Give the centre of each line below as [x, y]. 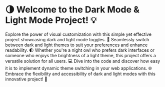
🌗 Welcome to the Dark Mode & [72, 10]
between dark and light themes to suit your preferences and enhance [76, 45]
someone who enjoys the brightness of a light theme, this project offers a [81, 55]
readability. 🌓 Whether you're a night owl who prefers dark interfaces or [80, 50]
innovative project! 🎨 [26, 79]
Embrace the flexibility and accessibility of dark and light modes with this [80, 74]
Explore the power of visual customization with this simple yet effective [78, 34]
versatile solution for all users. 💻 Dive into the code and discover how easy [83, 61]
